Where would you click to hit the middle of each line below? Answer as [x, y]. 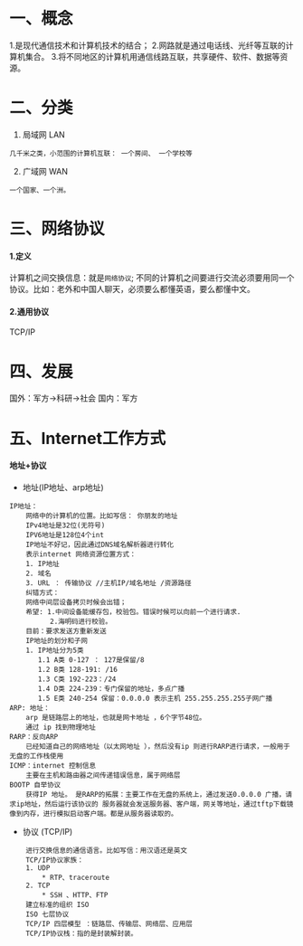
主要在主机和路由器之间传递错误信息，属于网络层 [103, 775]
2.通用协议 [29, 311]
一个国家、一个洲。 [40, 190]
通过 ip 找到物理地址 [61, 727]
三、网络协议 [57, 229]
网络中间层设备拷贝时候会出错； [76, 602]
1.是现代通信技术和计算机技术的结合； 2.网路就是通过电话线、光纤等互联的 [148, 45]
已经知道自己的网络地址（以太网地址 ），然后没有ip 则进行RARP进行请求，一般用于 [158, 746]
